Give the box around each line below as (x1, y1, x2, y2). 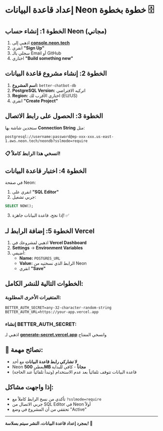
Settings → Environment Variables (12, 245, 83, 251)
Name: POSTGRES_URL (19, 255, 61, 261)
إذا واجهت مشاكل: (5, 383, 54, 392)
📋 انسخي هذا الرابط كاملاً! (5, 150, 61, 156)
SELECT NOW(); (5, 204, 34, 208)
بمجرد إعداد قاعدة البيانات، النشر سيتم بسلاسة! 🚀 (5, 420, 93, 426)
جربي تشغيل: (12, 194, 36, 200)
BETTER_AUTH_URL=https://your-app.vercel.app (5, 310, 98, 314)
